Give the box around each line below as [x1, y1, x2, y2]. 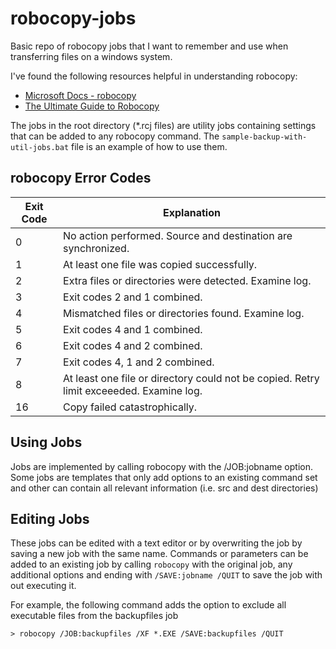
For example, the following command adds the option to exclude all [10, 599, 287, 611]
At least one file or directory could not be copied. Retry [63, 371, 320, 385]
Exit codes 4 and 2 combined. [63, 338, 203, 352]
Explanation [163, 205, 221, 219]
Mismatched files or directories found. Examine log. [63, 306, 305, 320]
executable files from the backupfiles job [10, 610, 179, 622]
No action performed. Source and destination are [63, 228, 293, 242]
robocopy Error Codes [10, 170, 152, 187]
